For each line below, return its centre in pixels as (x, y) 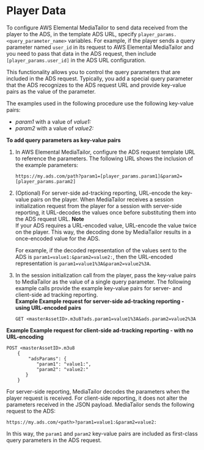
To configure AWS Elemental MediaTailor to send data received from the (97, 28)
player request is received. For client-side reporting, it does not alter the (97, 398)
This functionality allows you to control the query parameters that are (93, 72)
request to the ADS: (31, 411)
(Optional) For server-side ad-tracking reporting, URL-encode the (97, 193)
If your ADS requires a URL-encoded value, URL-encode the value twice (106, 225)
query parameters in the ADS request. (54, 440)
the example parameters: (46, 165)
